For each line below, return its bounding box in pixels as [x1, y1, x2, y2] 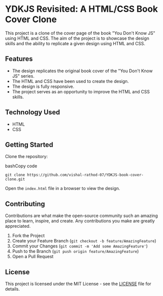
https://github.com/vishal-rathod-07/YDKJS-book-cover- [27, 173, 144, 178]
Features [5, 55, 33, 63]
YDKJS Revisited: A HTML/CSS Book [5, 3, 158, 15]
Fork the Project [12, 233, 45, 239]
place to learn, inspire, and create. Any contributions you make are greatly [5, 218, 155, 224]
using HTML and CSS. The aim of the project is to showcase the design [5, 35, 150, 41]
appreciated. [5, 223, 31, 229]
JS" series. [12, 73, 35, 79]
